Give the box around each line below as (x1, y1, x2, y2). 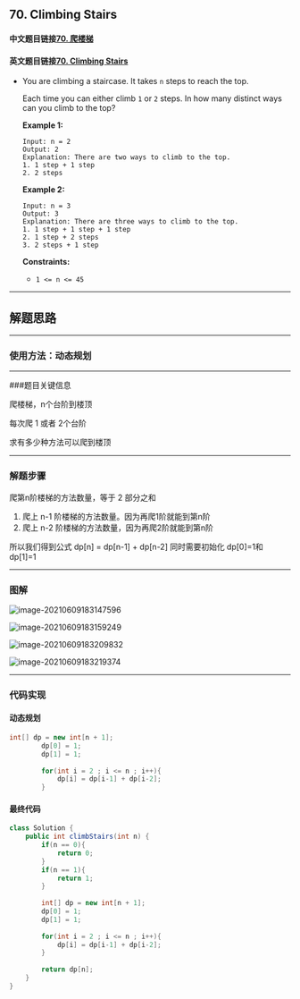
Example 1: (21, 120, 64, 131)
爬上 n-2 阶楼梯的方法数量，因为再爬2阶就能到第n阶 (21, 522, 214, 533)
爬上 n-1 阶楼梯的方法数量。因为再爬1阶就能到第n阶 (21, 511, 212, 521)
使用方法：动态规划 (9, 349, 92, 361)
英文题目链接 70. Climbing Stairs (9, 55, 129, 66)
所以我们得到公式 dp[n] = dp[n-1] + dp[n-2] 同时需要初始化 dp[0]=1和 (9, 541, 263, 552)
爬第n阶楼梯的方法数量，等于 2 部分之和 (9, 492, 156, 503)
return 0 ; (56, 849, 94, 858)
